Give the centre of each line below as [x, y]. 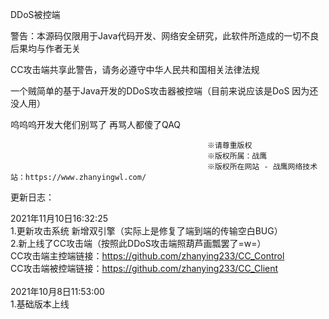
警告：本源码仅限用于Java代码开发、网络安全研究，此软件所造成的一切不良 [165, 36]
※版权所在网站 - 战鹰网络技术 [262, 167]
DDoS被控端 [35, 14]
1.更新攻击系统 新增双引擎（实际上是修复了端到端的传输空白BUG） [146, 231]
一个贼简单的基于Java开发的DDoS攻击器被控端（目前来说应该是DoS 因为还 [164, 91]
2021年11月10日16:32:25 [59, 218]
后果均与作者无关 [45, 48]
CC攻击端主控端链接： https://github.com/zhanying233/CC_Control [147, 256]
